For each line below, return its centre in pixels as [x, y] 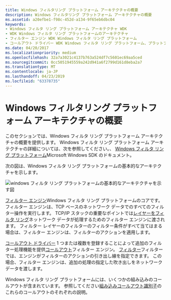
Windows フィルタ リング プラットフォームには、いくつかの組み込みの [79, 279]
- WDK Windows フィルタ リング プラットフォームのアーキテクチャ [67, 34]
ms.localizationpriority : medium [41, 53]
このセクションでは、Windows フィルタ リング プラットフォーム [73, 136]
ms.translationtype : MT [31, 67]
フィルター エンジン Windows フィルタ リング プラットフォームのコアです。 [84, 200]
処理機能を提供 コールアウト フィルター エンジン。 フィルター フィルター [89, 249]
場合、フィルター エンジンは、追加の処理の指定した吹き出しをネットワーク [84, 262]
